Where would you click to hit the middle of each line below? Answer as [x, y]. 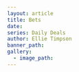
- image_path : [33, 58]
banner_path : [26, 45]
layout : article [30, 13]
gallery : [20, 52]
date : [15, 26]
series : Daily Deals [37, 33]
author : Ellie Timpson [39, 39]
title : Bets [24, 20]
